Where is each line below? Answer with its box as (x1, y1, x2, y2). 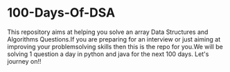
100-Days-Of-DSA (7, 5, 116, 21)
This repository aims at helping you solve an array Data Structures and (7, 28, 209, 36)
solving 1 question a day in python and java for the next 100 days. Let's (7, 50, 209, 58)
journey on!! (7, 57, 42, 65)
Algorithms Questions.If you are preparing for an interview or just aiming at (7, 35, 220, 43)
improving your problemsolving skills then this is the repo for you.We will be (7, 42, 223, 51)
